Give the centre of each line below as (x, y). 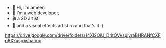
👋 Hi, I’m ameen (28, 8)
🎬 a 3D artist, (26, 18)
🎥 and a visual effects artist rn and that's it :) (58, 25)
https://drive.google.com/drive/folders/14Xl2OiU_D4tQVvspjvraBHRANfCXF (83, 35)
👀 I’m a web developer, (36, 13)
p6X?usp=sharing (23, 40)
